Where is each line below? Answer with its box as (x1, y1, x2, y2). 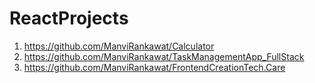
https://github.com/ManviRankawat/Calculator (23, 40, 215, 52)
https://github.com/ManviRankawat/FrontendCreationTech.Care (23, 61, 286, 73)
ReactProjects (9, 7, 129, 30)
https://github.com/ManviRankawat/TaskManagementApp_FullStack (23, 50, 305, 62)
